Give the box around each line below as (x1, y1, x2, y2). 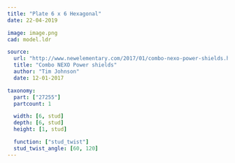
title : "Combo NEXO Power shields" (13, 62, 117, 69)
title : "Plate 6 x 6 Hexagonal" (7, 10, 101, 17)
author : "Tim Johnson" (13, 68, 80, 75)
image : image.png (7, 29, 58, 36)
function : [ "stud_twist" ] (13, 139, 90, 146)
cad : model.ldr (7, 36, 52, 43)
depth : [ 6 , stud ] (13, 120, 64, 127)
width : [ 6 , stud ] (13, 113, 64, 120)
